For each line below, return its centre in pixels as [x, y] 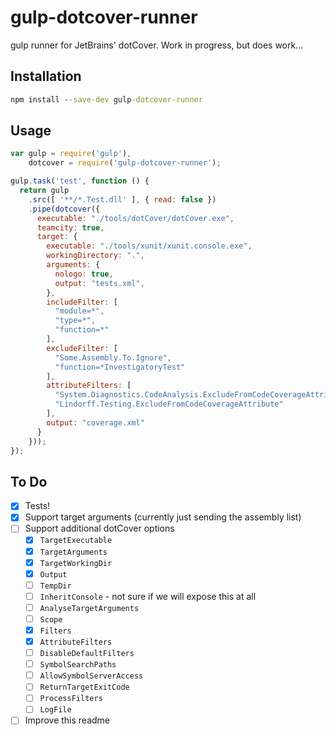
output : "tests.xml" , [99, 283]
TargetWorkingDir [76, 563]
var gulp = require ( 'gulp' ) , [71, 154]
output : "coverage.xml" [95, 422]
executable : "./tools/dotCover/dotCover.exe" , [135, 218]
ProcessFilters [71, 699]
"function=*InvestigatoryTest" [120, 367]
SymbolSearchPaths [78, 665]
